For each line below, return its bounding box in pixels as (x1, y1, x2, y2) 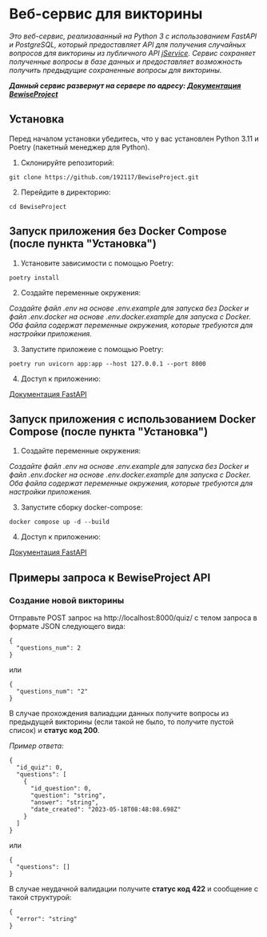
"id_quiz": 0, (16, 763, 63, 772)
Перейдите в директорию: (20, 187, 111, 197)
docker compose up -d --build (9, 518, 110, 527)
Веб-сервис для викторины (9, 5, 203, 23)
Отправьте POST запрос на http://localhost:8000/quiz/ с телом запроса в (9, 613, 258, 623)
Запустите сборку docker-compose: (20, 503, 143, 512)
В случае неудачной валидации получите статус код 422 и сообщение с (9, 884, 259, 894)
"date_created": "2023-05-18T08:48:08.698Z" (30, 806, 181, 814)
